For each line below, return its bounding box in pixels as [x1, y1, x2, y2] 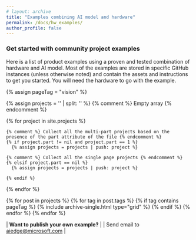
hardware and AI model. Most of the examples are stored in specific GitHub [6, 64, 189, 71]
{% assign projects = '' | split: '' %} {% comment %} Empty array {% [6, 100, 172, 107]
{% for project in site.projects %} [6, 117, 87, 124]
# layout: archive [6, 8, 51, 15]
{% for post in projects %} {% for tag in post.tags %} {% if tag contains [6, 197, 179, 204]
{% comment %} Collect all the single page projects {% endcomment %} [6, 154, 183, 160]
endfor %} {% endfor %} [6, 209, 66, 216]
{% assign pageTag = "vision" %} [6, 88, 87, 95]
